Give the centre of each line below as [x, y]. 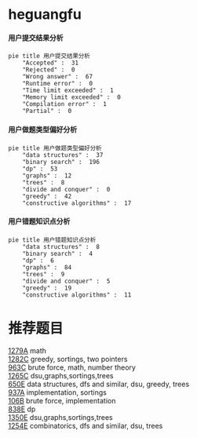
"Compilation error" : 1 [65, 104]
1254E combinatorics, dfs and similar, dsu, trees [86, 425]
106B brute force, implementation [62, 400]
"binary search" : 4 [57, 254]
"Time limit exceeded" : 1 [68, 91]
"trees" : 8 [44, 182]
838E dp [22, 409]
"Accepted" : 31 [51, 63]
